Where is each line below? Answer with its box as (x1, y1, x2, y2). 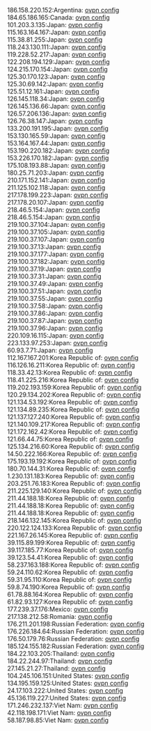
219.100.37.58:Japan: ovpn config (7, 302, 103, 310)
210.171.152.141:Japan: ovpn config (7, 176, 106, 184)
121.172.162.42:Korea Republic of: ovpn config (7, 427, 138, 436)
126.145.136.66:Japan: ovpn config (7, 102, 106, 110)
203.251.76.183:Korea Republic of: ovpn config (7, 480, 141, 487)
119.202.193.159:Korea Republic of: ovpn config (7, 383, 142, 391)
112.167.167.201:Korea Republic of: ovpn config (7, 354, 139, 361)
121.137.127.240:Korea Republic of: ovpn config (7, 413, 141, 420)
